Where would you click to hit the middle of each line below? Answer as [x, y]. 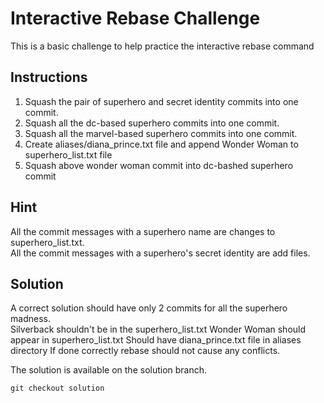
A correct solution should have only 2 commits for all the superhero [149, 308]
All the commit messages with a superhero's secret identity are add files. [160, 253]
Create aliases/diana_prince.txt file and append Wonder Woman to [161, 144]
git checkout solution [57, 388]
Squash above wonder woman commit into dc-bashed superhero [159, 165]
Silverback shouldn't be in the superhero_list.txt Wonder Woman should [158, 329]
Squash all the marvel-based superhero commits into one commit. [161, 133]
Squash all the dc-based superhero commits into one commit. [152, 123]
